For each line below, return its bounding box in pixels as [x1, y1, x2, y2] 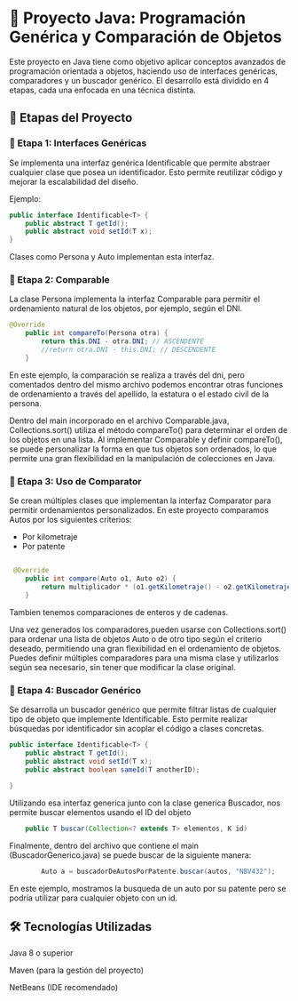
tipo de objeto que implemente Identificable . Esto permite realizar [9, 713, 248, 724]
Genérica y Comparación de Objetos [9, 27, 282, 47]
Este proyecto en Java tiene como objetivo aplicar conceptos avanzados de [9, 56, 286, 67]
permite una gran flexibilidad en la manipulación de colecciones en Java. [9, 452, 276, 463]
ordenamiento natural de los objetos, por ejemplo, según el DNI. [9, 303, 243, 314]
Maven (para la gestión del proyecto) [9, 965, 145, 975]
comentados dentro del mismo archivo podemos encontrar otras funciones [9, 379, 284, 389]
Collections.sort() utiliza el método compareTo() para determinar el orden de [9, 424, 288, 435]
